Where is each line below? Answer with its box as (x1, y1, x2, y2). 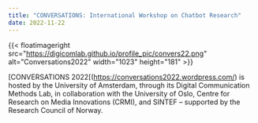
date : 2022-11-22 (8, 19, 65, 27)
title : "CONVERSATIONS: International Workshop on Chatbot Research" (8, 11, 242, 20)
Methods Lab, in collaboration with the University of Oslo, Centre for (8, 89, 230, 98)
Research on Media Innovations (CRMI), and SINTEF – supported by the (8, 97, 241, 107)
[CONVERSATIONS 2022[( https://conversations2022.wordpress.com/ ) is (8, 72, 245, 81)
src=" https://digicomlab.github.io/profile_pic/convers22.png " (8, 49, 208, 58)
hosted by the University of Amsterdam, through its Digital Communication (8, 80, 250, 90)
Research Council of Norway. (8, 105, 103, 114)
